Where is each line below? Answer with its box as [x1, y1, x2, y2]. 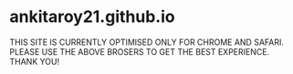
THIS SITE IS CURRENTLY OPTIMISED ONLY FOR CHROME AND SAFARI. [9, 37, 285, 48]
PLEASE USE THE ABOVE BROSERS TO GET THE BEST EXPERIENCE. [9, 46, 270, 57]
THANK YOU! [9, 56, 60, 67]
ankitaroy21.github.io [9, 6, 175, 27]
